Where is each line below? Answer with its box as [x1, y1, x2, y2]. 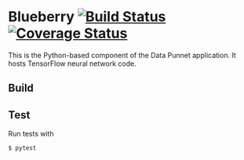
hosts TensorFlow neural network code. [8, 59, 137, 68]
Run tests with [8, 129, 54, 139]
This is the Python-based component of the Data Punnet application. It [8, 50, 237, 60]
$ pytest [8, 144, 37, 152]
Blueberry [8, 8, 75, 26]
